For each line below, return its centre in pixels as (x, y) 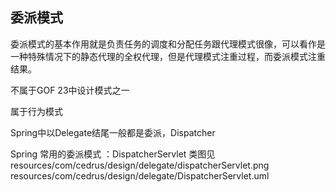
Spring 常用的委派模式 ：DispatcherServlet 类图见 (113, 154)
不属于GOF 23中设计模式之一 (70, 90)
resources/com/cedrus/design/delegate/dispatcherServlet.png (140, 165)
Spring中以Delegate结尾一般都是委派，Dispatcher (113, 132)
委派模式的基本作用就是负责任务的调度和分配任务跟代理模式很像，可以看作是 (168, 44)
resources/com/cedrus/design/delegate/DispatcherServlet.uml (140, 175)
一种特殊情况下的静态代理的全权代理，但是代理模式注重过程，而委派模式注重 (168, 56)
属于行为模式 (36, 111)
